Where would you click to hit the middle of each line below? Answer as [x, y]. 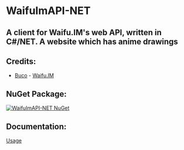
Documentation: [36, 126]
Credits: [21, 61]
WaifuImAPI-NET [48, 11]
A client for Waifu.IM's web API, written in [84, 33]
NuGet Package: [37, 94]
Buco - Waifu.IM [34, 76]
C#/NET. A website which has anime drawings [92, 41]
